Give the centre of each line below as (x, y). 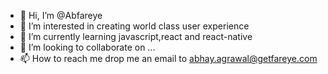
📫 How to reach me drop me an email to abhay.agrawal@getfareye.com (168, 58)
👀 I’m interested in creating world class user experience (134, 26)
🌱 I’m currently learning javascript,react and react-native (136, 36)
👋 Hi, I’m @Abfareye (61, 15)
